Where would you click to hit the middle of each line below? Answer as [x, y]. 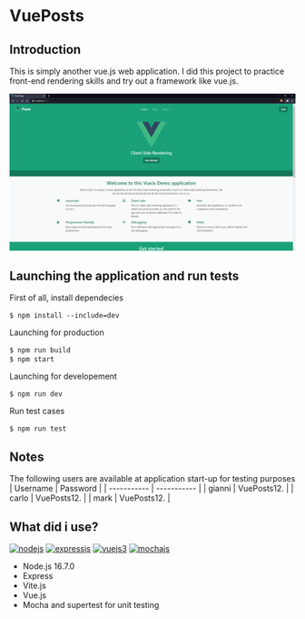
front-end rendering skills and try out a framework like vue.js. [124, 81]
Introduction [45, 50]
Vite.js [34, 586]
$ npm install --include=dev [64, 316]
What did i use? [54, 527]
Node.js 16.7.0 [49, 566]
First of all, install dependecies [67, 298]
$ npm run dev [36, 394]
